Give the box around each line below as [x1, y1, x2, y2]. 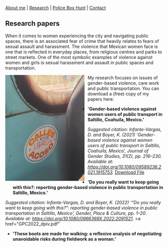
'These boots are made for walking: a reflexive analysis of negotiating [12, 230, 162, 236]
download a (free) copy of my [88, 91, 149, 97]
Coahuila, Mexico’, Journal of [88, 148, 149, 154]
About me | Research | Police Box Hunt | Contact [5, 5, 106, 11]
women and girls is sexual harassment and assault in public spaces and [5, 59, 153, 66]
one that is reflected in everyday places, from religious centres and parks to [5, 48, 162, 55]
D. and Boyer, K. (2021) [88, 132, 136, 138]
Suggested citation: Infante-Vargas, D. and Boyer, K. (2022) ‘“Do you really [5, 199, 161, 205]
